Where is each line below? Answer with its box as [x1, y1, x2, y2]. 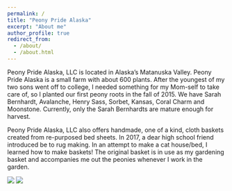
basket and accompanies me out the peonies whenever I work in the [7, 155, 203, 163]
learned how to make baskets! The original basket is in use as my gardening [7, 147, 224, 156]
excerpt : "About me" [7, 23, 67, 30]
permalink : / [7, 10, 45, 17]
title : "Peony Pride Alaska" [7, 17, 92, 24]
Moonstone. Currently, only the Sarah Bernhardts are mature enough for [7, 105, 214, 113]
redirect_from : [7, 36, 51, 43]
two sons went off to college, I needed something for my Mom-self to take [7, 83, 220, 91]
